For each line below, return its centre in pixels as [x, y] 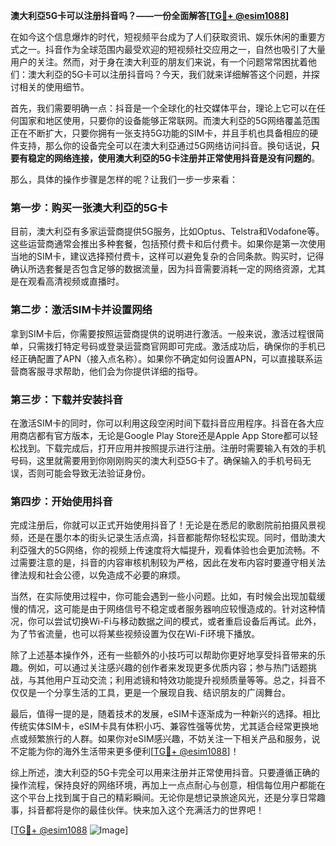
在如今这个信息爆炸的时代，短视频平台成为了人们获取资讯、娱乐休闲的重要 [163, 37]
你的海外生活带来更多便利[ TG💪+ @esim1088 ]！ [142, 751]
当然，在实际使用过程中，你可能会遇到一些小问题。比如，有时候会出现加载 [163, 596]
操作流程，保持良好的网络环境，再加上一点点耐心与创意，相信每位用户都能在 [168, 785]
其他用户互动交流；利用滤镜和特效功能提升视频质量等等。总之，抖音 [176, 680]
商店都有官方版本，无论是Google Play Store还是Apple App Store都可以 [164, 435]
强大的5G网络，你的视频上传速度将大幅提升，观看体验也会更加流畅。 [169, 550]
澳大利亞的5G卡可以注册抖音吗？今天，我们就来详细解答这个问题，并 [169, 74]
